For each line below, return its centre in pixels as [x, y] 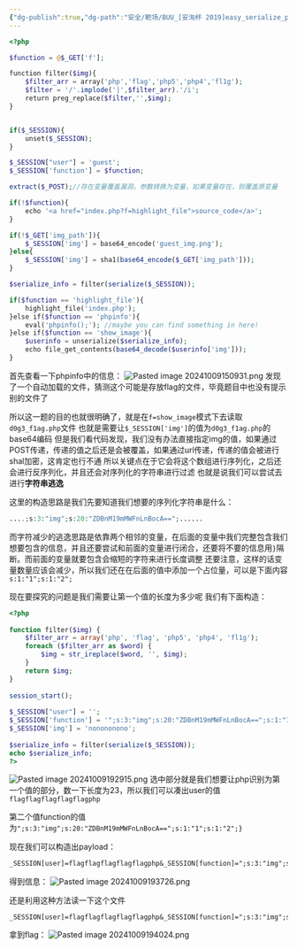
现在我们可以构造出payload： [63, 847]
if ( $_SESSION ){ [37, 130]
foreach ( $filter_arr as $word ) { [88, 646]
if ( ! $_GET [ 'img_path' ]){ [55, 235]
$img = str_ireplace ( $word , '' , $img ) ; [114, 655]
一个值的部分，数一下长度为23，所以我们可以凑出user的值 [115, 791]
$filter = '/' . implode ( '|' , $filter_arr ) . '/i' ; [112, 90]
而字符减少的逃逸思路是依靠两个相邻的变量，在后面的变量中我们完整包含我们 [148, 536]
